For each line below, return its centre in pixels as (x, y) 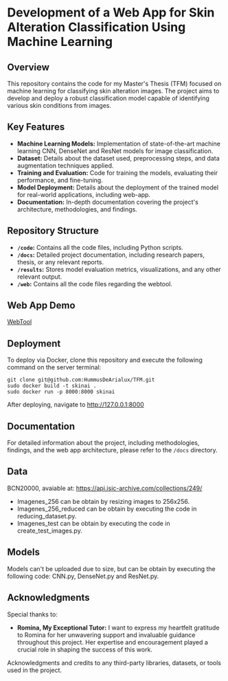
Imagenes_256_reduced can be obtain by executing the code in (107, 509)
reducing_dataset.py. (47, 516)
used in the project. (35, 670)
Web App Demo (41, 306)
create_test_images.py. (49, 531)
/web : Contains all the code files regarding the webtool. (95, 284)
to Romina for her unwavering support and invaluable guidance (106, 635)
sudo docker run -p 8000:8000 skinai (61, 392)
